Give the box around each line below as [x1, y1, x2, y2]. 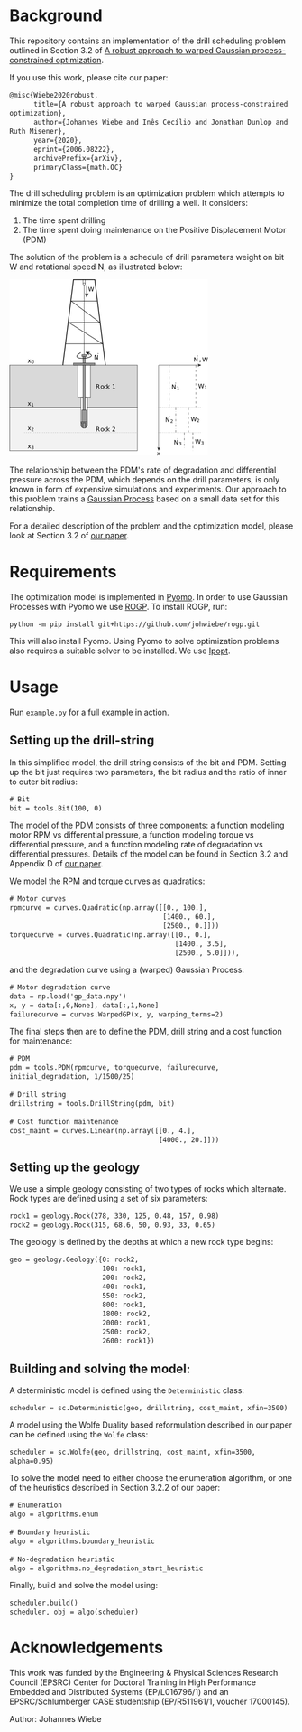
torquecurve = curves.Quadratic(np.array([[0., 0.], [9, 930, 212, 940]
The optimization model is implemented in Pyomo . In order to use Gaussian [9, 591, 288, 602]
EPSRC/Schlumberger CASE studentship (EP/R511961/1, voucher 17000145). [9, 1696, 290, 1708]
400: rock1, [102, 1282, 147, 1292]
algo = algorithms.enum [9, 1510, 99, 1519]
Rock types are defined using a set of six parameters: [9, 1194, 208, 1204]
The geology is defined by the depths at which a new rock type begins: [9, 1237, 274, 1248]
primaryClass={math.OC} [32, 163, 124, 172]
